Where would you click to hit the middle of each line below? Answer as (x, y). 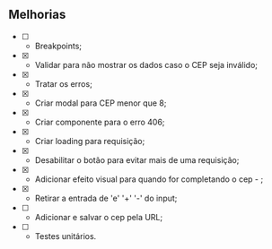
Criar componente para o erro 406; (100, 122)
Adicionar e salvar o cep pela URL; (99, 217)
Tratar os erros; (64, 83)
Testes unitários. (66, 236)
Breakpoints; (58, 46)
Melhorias (37, 15)
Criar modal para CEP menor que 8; (101, 103)
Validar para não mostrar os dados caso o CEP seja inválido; (146, 64)
